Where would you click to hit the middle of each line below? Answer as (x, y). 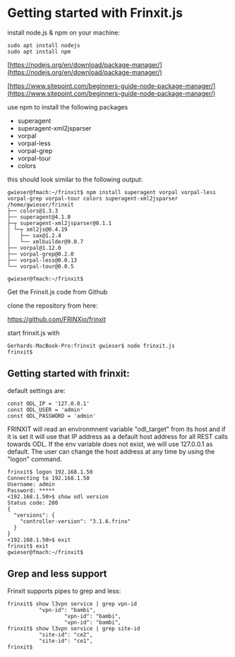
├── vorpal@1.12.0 (34, 248)
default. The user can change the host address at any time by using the (111, 451)
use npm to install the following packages (68, 107)
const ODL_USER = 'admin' (45, 410)
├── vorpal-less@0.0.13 (42, 260)
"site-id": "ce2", (66, 634)
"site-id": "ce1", (66, 641)
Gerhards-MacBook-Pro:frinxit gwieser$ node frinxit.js (91, 346)
